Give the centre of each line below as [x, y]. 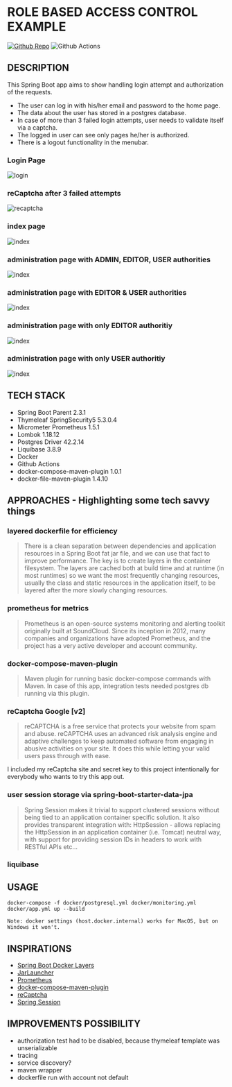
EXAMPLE [37, 27]
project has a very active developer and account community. [110, 645]
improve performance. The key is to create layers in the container [117, 561]
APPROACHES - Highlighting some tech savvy [108, 500]
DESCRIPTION [38, 68]
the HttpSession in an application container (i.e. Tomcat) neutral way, [123, 832]
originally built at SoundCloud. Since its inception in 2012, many [115, 631]
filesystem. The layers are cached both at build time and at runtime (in [124, 568]
